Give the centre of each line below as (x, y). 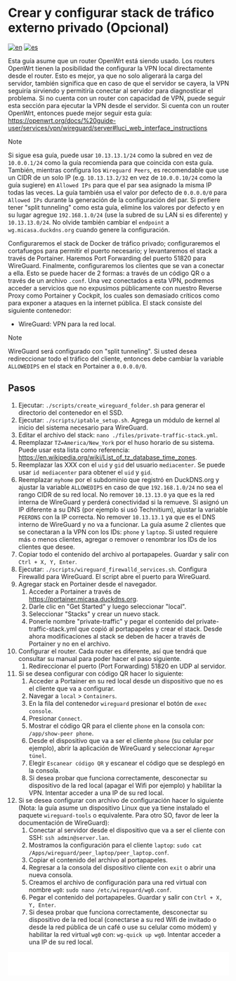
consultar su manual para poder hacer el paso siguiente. (100, 658)
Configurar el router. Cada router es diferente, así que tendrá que (112, 651)
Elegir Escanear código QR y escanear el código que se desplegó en (127, 763)
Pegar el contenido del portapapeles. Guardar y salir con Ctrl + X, (126, 897)
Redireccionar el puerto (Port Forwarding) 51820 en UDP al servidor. (127, 666)
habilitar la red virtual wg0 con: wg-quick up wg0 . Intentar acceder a (124, 934)
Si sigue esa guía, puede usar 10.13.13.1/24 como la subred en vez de (110, 155)
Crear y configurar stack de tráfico (111, 13)
